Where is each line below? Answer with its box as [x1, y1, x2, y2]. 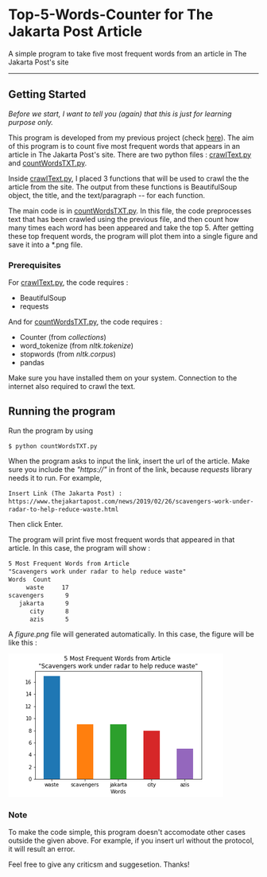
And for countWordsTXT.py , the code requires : [8, 317, 163, 327]
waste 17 [25, 583, 69, 591]
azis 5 [29, 615, 69, 623]
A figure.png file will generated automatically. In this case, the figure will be [8, 629, 254, 638]
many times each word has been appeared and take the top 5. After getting [8, 223, 254, 232]
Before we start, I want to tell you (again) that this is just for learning [8, 109, 232, 119]
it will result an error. [8, 844, 75, 854]
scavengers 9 [8, 591, 69, 599]
